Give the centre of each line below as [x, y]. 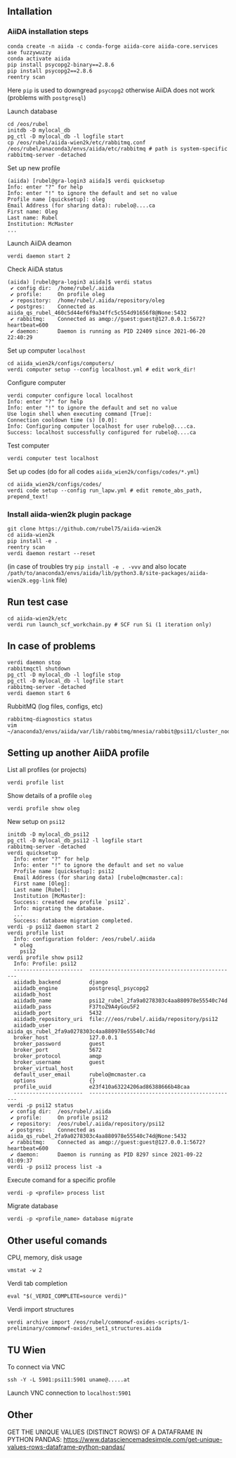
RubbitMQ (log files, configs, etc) [55, 706]
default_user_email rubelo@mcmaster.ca [80, 1075]
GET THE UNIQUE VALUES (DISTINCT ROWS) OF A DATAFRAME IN [105, 1432]
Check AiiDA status [35, 269]
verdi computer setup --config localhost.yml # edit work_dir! [102, 369]
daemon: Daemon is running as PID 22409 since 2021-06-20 [111, 331]
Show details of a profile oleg [50, 796]
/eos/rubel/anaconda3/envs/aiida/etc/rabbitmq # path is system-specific [118, 148]
